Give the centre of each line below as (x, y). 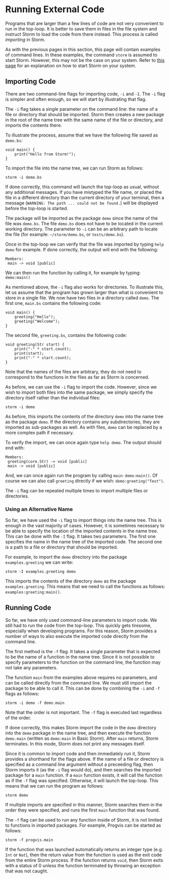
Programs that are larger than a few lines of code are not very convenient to (84, 23)
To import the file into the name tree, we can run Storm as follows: (74, 168)
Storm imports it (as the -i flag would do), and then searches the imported (83, 769)
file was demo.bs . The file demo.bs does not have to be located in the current (84, 223)
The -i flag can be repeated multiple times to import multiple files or (77, 490)
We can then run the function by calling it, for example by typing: (73, 273)
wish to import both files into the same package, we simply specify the (79, 392)
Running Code (28, 608)
